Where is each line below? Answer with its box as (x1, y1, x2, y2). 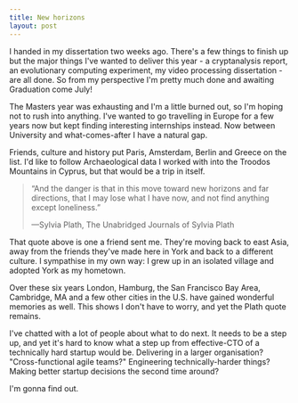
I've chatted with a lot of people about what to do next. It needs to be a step (9, 327, 287, 339)
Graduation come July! (9, 84, 93, 95)
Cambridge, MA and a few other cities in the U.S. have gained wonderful (9, 292, 275, 302)
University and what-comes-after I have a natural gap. (9, 129, 208, 140)
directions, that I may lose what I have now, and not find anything (30, 193, 270, 203)
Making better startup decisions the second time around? (9, 366, 220, 376)
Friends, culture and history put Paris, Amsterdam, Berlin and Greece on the (9, 146, 287, 157)
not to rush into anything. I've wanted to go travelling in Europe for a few (9, 111, 274, 121)
